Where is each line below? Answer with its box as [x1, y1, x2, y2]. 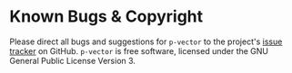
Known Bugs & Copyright [9, 6, 204, 27]
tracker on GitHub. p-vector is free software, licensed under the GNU [9, 45, 269, 56]
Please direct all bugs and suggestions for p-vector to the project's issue [9, 36, 283, 47]
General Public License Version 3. [9, 55, 136, 66]
